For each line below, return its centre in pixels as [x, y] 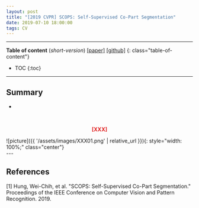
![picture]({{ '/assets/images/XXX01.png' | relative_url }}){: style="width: [94, 141]
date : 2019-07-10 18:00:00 [39, 22]
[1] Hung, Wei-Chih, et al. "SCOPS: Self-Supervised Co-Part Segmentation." [99, 186]
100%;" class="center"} [35, 147]
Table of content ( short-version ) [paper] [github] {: [69, 50]
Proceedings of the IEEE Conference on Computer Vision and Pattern [90, 192]
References [28, 172]
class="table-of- [152, 50]
